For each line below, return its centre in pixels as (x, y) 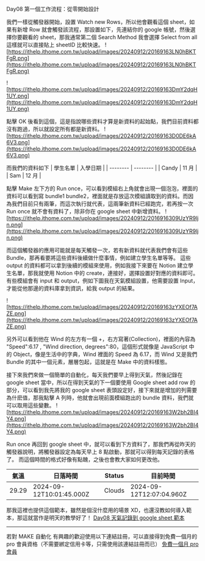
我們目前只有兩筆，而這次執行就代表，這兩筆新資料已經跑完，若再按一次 (102, 204)
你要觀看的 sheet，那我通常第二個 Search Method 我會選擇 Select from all (104, 37)
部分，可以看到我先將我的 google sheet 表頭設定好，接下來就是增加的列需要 (102, 390)
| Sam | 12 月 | (24, 175)
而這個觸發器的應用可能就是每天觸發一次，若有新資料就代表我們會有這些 (97, 250)
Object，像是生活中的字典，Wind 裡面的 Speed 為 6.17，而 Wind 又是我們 (105, 354)
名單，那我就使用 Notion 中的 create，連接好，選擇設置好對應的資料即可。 (105, 273)
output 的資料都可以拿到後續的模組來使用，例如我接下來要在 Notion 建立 (97, 265)
